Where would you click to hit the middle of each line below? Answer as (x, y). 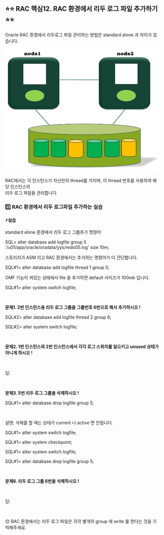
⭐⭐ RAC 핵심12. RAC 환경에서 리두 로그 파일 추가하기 (82, 9)
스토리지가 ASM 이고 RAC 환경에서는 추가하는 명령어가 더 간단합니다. (71, 258)
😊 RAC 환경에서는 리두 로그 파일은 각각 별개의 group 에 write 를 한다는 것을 (78, 522)
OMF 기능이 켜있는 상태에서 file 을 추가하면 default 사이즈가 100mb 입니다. (77, 278)
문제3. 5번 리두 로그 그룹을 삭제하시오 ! (42, 393)
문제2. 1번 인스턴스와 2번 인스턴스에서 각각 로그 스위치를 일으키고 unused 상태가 (82, 347)
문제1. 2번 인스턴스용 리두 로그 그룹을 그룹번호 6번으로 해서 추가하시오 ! (73, 307)
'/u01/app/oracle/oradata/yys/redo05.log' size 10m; (57, 247)
